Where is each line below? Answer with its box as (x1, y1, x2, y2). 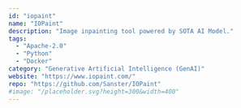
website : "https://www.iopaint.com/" (8, 72, 136, 80)
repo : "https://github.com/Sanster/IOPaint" (8, 80, 161, 88)
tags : (8, 34, 27, 43)
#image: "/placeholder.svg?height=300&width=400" (8, 87, 180, 96)
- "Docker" (15, 58, 53, 66)
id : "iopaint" (8, 11, 57, 20)
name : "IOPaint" (8, 19, 63, 28)
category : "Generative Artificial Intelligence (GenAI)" (8, 65, 205, 73)
